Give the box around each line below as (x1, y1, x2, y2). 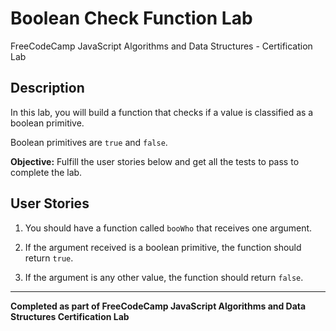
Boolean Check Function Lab (10, 7, 253, 30)
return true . (24, 252, 74, 264)
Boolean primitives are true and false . (10, 136, 168, 148)
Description (10, 80, 85, 97)
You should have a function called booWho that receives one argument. (24, 222, 313, 234)
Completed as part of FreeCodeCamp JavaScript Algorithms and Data (10, 300, 307, 312)
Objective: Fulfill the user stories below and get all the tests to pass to (10, 155, 300, 167)
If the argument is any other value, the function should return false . (24, 271, 304, 283)
